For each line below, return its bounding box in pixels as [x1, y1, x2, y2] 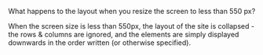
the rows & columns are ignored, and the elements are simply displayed [8, 30, 239, 39]
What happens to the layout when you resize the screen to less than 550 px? [8, 7, 256, 15]
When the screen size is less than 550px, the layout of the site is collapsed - [8, 22, 255, 30]
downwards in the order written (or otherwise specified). [8, 38, 191, 47]
